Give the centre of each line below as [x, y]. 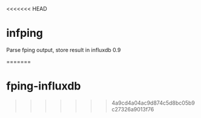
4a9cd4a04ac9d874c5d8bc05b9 [153, 103]
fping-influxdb [44, 86]
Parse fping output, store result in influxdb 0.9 [64, 50]
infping [25, 33]
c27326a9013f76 [133, 109]
